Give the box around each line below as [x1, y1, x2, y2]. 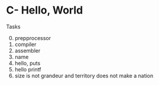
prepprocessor [14, 34, 51, 41]
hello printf [14, 66, 41, 73]
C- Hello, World [6, 4, 83, 17]
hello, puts [14, 60, 41, 67]
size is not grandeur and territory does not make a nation [14, 72, 154, 79]
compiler [14, 41, 37, 48]
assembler [14, 47, 41, 54]
